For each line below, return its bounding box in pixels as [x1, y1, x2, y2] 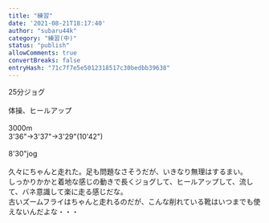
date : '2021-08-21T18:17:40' [8, 19, 106, 27]
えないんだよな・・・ [8, 206, 79, 217]
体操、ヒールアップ [8, 105, 72, 115]
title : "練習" [8, 11, 54, 20]
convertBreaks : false [8, 57, 81, 65]
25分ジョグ [8, 87, 46, 96]
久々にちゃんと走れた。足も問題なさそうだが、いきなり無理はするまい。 [8, 166, 247, 176]
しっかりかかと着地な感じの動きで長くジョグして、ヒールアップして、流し [8, 176, 254, 186]
